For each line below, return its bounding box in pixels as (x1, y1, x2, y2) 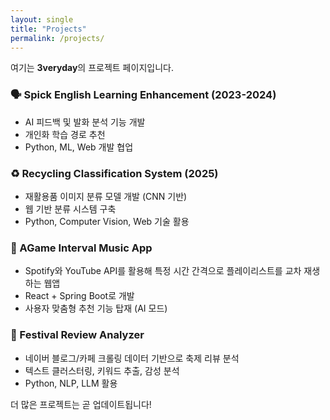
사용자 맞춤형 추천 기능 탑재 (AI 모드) (24, 302, 168, 315)
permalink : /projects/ (10, 33, 105, 43)
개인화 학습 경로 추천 (24, 128, 106, 140)
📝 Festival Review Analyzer (10, 328, 145, 342)
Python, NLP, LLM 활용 (24, 377, 118, 389)
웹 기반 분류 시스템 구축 (24, 202, 117, 215)
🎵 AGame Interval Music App (10, 241, 153, 255)
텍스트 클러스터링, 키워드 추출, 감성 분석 (24, 364, 180, 376)
